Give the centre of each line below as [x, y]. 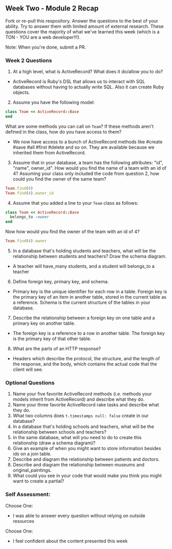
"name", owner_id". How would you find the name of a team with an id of [90, 168]
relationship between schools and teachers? [60, 432]
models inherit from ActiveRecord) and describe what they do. [79, 399]
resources [23, 521]
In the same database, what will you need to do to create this [77, 438]
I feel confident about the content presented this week [70, 541]
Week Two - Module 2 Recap [52, 8]
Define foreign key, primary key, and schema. [61, 282]
